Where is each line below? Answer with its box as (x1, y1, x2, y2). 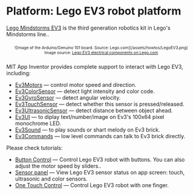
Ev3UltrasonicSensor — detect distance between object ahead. (14, 107, 173, 114)
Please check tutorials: (6, 144, 63, 152)
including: (6, 69, 31, 77)
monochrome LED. (14, 120, 61, 127)
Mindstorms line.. (6, 30, 49, 37)
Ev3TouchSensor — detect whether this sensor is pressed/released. (14, 100, 185, 107)
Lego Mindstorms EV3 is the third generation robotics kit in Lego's (6, 24, 171, 31)
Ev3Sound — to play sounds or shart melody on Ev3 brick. (14, 126, 160, 133)
